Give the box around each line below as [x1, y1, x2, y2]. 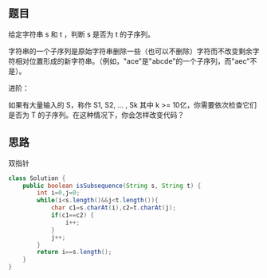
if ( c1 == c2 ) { [50, 211, 94, 219]
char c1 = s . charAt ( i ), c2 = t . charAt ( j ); [50, 204, 177, 212]
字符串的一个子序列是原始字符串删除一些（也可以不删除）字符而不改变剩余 [8, 46, 253, 56]
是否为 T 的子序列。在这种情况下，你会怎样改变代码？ [8, 110, 185, 119]
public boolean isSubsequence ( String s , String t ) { [22, 182, 202, 190]
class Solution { [8, 174, 66, 182]
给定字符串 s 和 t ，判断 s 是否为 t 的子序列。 [8, 29, 155, 39]
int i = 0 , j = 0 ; [37, 189, 80, 197]
